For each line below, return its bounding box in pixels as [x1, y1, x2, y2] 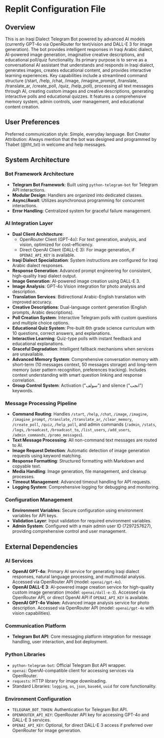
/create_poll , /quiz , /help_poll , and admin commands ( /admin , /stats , [12, 421, 157, 428]
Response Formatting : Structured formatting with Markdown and [12, 458, 144, 464]
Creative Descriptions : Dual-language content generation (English [12, 304, 147, 310]
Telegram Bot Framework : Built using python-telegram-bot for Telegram [12, 182, 158, 188]
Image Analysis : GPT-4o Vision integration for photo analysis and [12, 283, 145, 289]
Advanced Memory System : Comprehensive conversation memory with [12, 356, 158, 362]
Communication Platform [5, 623, 66, 629]
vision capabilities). [12, 610, 51, 616]
